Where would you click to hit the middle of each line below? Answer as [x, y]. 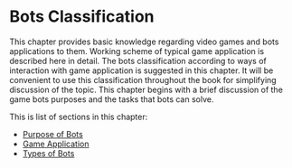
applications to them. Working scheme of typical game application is [137, 51]
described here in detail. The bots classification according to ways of [138, 61]
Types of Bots [48, 153]
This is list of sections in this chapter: [79, 117]
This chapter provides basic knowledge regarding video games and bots [144, 42]
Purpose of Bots [52, 134]
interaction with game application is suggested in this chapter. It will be [141, 70]
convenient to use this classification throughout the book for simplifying [143, 79]
